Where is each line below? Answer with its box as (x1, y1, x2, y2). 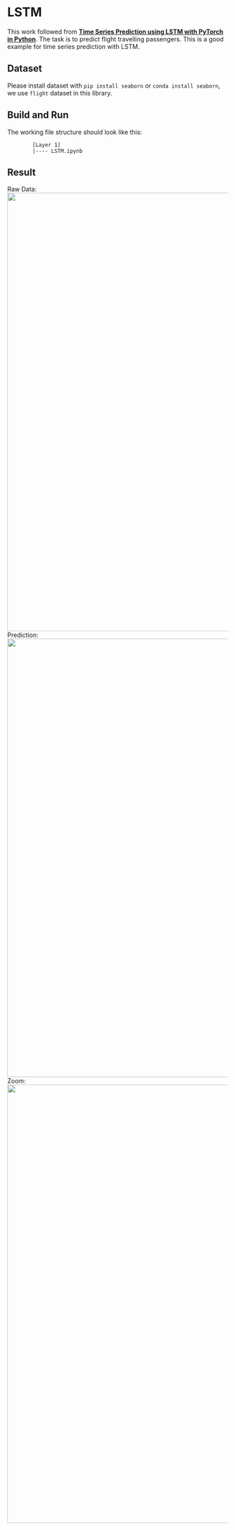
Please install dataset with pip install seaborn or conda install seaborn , (7, 81, 220, 90)
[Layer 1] (32, 141, 61, 148)
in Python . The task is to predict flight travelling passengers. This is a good (7, 34, 224, 43)
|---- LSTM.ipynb (32, 147, 83, 154)
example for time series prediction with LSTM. (7, 42, 140, 51)
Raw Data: (7, 185, 37, 194)
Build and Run (7, 109, 69, 121)
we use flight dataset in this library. (7, 88, 113, 97)
